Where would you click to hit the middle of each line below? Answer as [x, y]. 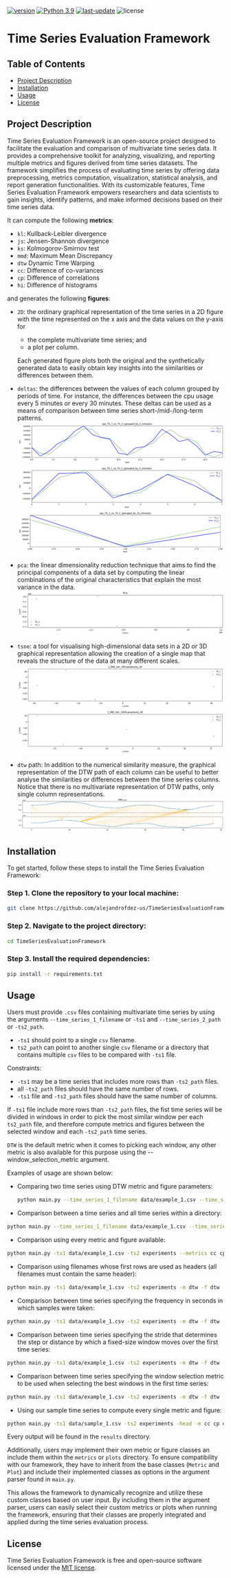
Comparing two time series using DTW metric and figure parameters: [115, 1187]
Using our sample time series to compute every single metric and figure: [119, 1410]
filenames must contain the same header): [77, 1274]
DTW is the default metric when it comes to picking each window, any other [112, 1145]
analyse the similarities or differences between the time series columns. [119, 779]
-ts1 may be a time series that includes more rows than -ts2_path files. [118, 1082]
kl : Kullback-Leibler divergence [62, 233]
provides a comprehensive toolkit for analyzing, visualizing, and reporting [111, 155]
